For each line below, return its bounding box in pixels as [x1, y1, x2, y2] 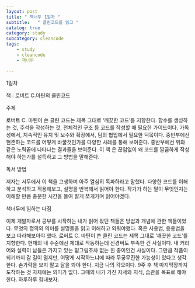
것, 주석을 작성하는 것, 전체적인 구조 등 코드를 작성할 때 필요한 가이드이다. [12, 124, 179, 131]
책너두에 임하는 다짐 [6, 205, 51, 212]
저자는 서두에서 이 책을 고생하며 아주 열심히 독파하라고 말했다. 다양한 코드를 [6, 178, 177, 185]
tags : [6, 41, 19, 47]
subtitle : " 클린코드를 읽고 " [6, 19, 79, 25]
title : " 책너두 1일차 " [6, 14, 60, 20]
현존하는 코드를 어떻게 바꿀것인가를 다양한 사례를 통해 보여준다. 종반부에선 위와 [6, 138, 186, 145]
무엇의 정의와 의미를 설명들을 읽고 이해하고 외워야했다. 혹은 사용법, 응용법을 [13, 224, 185, 231]
